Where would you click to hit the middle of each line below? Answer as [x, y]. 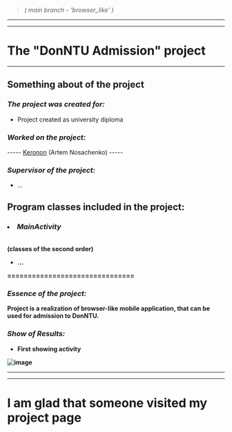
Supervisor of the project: [51, 170]
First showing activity [49, 348]
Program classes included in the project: [96, 207]
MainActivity [39, 226]
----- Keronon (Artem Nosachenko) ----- [65, 152]
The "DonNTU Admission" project [106, 51]
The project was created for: [56, 104]
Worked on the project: [47, 137]
